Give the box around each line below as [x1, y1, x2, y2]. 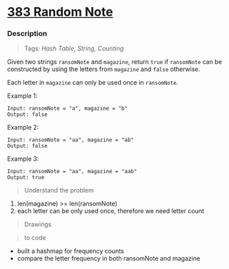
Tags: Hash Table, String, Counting [23, 44, 124, 52]
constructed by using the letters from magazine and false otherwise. [7, 65, 201, 73]
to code [23, 234, 46, 242]
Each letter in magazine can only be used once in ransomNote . [7, 79, 179, 87]
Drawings [23, 220, 52, 228]
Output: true [7, 174, 45, 181]
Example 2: [7, 123, 39, 132]
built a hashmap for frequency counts [17, 247, 124, 255]
